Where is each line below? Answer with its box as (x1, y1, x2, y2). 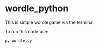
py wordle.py (5, 38, 32, 43)
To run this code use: (5, 28, 49, 34)
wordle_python (5, 3, 69, 14)
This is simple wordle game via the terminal (5, 19, 94, 25)
